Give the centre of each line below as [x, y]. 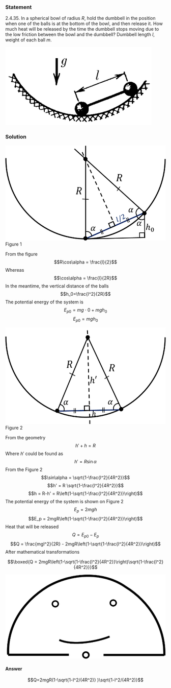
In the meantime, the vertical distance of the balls [57, 286]
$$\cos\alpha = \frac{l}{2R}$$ [85, 278]
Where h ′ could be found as [34, 454]
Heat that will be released [32, 527]
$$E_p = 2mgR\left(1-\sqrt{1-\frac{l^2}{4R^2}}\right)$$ [85, 518]
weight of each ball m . [28, 40]
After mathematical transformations [42, 552]
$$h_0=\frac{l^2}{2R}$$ [85, 294]
